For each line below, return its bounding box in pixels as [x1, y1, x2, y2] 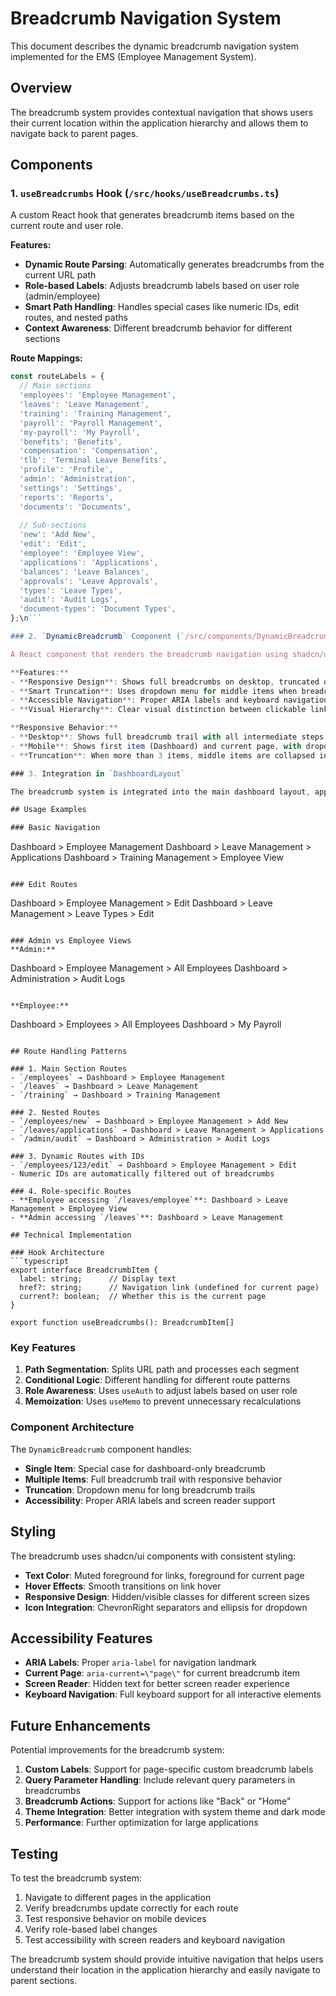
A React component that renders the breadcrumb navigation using [10, 649, 288, 659]
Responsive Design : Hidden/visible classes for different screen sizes [24, 1590, 310, 1602]
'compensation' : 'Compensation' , [19, 446, 159, 456]
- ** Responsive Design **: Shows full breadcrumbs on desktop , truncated [10, 677, 320, 687]
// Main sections [19, 381, 92, 391]
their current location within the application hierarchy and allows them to [10, 117, 309, 129]
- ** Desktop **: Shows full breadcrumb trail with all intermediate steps [10, 732, 325, 742]
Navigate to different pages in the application [24, 1892, 212, 1904]
